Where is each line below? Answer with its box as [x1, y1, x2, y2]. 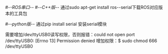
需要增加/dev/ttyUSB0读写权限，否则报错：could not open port [5, 32, 135, 37]
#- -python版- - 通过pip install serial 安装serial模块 [5, 21, 107, 27]
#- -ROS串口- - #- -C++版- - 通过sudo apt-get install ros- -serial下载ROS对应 [5, 4, 158, 10]
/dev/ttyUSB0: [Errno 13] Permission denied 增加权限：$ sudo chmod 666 [5, 38, 157, 44]
